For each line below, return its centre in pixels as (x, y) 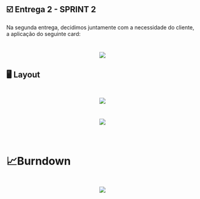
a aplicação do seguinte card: (44, 34)
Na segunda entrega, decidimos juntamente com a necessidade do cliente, (100, 27)
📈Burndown (39, 161)
